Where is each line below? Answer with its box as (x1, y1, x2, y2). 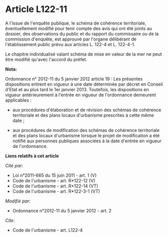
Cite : (5, 217, 15, 223)
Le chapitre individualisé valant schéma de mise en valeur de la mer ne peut (5, 51, 162, 57)
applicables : (5, 97, 32, 103)
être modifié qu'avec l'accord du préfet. (5, 56, 88, 62)
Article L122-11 (5, 4, 68, 15)
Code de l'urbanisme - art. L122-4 (12, 227, 83, 233)
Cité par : (5, 162, 24, 168)
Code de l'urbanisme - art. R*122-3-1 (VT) (12, 188, 100, 194)
